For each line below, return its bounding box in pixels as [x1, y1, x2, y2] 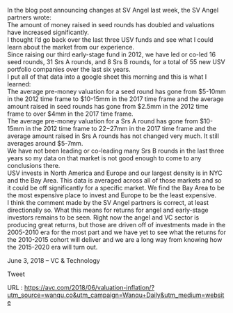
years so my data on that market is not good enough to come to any [7, 154, 202, 162]
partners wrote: [7, 13, 52, 22]
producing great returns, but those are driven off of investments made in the [7, 221, 226, 229]
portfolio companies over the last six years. [7, 66, 131, 73]
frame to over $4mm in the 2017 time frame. [7, 109, 134, 118]
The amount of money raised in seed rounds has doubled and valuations [7, 21, 215, 29]
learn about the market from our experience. [7, 43, 134, 51]
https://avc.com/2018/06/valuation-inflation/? [24, 284, 155, 291]
